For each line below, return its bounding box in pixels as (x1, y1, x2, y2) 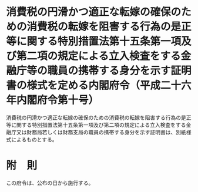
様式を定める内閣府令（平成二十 (26, 79, 182, 92)
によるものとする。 (11, 136, 58, 143)
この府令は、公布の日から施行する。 (6, 179, 94, 186)
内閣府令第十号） (16, 93, 99, 107)
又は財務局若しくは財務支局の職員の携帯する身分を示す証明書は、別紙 (16, 129, 186, 136)
